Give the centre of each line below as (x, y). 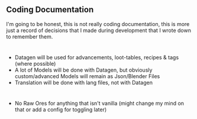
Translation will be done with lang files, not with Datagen (83, 83)
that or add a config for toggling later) (61, 110)
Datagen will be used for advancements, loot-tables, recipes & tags (97, 57)
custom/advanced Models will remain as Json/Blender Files (87, 76)
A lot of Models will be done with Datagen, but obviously (83, 70)
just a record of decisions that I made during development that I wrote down (98, 30)
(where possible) (35, 64)
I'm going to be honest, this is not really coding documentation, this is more (98, 24)
